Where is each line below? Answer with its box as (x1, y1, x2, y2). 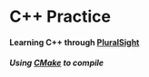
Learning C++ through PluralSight (9, 36, 140, 47)
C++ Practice (9, 6, 112, 27)
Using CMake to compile (9, 57, 104, 69)
